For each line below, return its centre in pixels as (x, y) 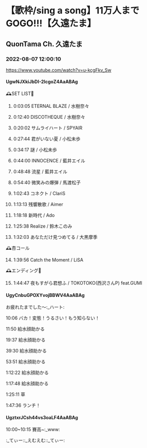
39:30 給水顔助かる (26, 351)
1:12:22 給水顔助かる (27, 372)
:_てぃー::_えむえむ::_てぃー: (35, 440)
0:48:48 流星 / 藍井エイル (40, 172)
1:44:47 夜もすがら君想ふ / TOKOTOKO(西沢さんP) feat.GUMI (78, 283)
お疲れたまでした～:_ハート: (35, 307)
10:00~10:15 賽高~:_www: (33, 430)
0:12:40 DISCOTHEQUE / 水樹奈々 (49, 117)
